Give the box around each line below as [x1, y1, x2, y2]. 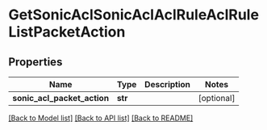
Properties [8, 55, 63, 69]
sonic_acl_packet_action [12, 93, 110, 103]
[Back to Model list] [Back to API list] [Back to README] [8, 113, 194, 123]
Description [144, 79, 191, 90]
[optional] [198, 93, 236, 103]
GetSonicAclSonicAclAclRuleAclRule [8, 6, 260, 24]
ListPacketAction [8, 23, 126, 41]
